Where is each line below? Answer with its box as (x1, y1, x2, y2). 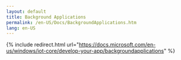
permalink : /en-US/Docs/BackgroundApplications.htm (6, 19, 136, 25)
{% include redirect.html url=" (6, 41, 80, 48)
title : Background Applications (6, 14, 86, 20)
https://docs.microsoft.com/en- (79, 41, 156, 48)
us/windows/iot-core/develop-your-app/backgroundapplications (6, 48, 164, 55)
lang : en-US (6, 25, 36, 31)
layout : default (6, 8, 46, 15)
